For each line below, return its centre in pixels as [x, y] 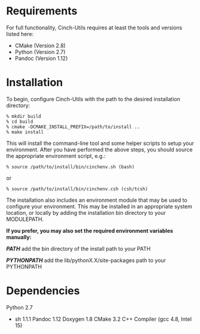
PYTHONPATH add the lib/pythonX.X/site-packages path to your [86, 260]
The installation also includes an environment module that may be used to [97, 200]
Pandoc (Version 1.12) [41, 58]
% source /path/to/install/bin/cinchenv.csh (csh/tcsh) [77, 189]
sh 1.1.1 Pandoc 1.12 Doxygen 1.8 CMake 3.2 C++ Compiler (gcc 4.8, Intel [103, 319]
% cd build [20, 122]
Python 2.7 [19, 307]
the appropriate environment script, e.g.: [56, 156]
